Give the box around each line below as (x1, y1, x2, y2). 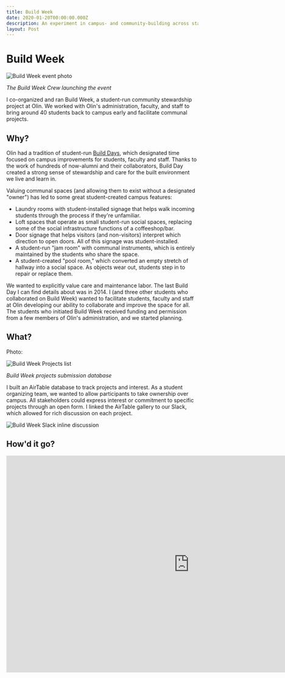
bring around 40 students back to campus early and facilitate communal (6, 109, 188, 116)
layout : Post (6, 26, 40, 32)
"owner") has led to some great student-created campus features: (6, 193, 172, 201)
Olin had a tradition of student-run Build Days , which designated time (6, 149, 180, 156)
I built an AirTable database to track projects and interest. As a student (6, 384, 183, 391)
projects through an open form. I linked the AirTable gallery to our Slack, (6, 403, 187, 410)
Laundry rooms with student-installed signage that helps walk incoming (15, 205, 195, 212)
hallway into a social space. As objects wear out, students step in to (15, 263, 186, 271)
